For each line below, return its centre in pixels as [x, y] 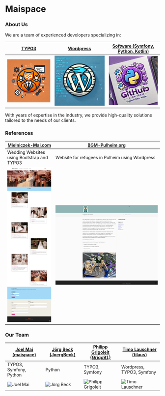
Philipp [100, 347]
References [19, 133]
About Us [16, 25]
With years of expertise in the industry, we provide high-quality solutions [79, 115]
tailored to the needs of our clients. [41, 120]
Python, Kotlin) [133, 51]
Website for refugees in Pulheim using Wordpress [106, 158]
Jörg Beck [63, 349]
